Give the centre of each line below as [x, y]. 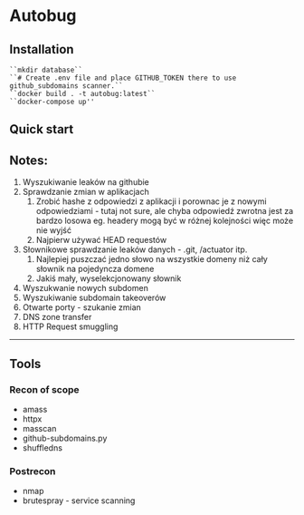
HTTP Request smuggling [70, 326]
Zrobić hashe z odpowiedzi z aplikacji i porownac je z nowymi [151, 201]
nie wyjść [54, 230]
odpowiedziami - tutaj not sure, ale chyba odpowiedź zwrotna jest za [165, 211]
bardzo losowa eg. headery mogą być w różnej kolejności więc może [165, 221]
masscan [39, 428]
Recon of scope [44, 389]
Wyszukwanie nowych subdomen [85, 288]
